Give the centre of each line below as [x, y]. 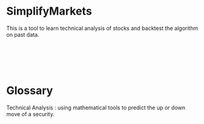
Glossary [30, 91]
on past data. [23, 34]
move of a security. [30, 114]
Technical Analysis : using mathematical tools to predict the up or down [96, 108]
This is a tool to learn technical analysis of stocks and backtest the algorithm [102, 28]
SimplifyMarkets [49, 11]
